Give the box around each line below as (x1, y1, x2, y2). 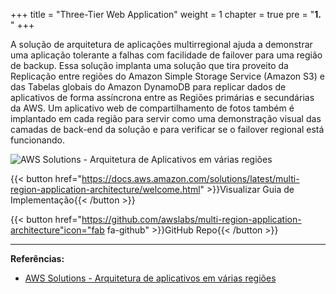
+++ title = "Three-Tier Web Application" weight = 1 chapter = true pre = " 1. (10, 9, 322, 20)
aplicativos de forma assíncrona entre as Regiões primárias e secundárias (10, 92, 315, 103)
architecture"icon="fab (10, 224, 105, 236)
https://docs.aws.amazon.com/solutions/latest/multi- (81, 173, 300, 184)
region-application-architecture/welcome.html (10, 184, 201, 195)
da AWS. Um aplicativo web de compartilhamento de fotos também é (10, 102, 295, 114)
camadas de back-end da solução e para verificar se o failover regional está (10, 124, 325, 135)
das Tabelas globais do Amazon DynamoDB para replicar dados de (10, 81, 287, 93)
